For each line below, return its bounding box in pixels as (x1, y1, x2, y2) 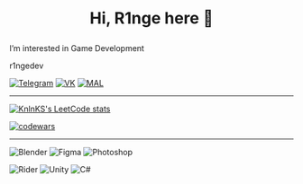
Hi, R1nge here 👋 (89, 8, 214, 29)
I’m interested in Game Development (9, 43, 144, 54)
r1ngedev (9, 60, 44, 71)
